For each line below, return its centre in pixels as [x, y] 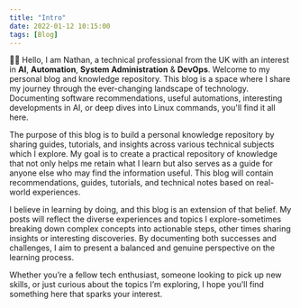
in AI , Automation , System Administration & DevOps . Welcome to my [140, 69]
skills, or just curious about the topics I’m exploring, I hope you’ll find [136, 285]
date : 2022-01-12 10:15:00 [60, 26]
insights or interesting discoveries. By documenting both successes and [143, 239]
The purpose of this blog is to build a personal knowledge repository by [142, 135]
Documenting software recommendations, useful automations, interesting [146, 98]
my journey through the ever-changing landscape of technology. [129, 89]
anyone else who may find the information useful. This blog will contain [141, 173]
